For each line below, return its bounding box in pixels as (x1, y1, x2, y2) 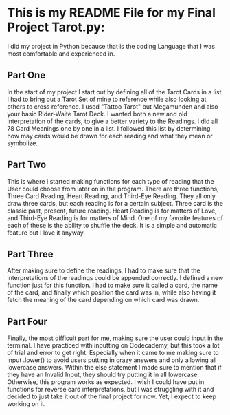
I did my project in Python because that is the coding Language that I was (7, 42, 215, 50)
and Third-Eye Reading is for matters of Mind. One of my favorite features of (7, 213, 223, 222)
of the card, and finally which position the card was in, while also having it (7, 288, 216, 297)
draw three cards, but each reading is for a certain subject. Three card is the (7, 199, 223, 207)
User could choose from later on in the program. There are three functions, (7, 184, 219, 193)
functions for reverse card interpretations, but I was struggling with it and (7, 385, 214, 394)
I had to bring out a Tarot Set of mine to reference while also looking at (7, 95, 207, 103)
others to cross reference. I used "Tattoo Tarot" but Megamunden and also (7, 102, 218, 111)
